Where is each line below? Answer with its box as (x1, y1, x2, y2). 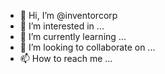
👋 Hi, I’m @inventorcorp (19, 10, 118, 21)
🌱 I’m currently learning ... (19, 31, 127, 42)
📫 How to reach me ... (19, 53, 113, 64)
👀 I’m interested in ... (19, 20, 105, 32)
